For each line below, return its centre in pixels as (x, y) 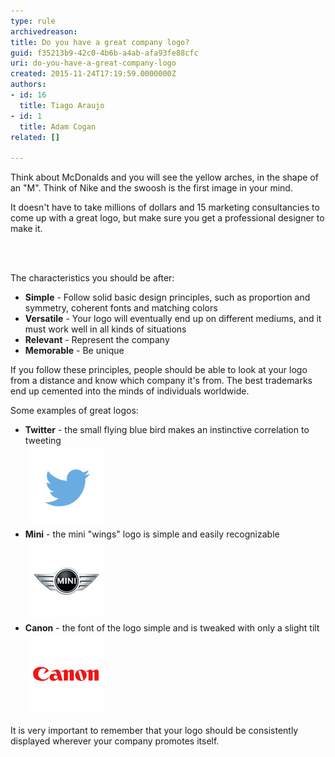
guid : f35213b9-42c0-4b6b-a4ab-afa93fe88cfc (104, 53)
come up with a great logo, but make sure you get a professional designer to (167, 218)
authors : (28, 85)
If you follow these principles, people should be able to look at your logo (159, 370)
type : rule (33, 21)
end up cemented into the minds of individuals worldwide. (130, 391)
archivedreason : (44, 31)
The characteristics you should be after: (92, 278)
